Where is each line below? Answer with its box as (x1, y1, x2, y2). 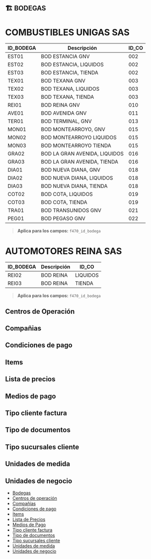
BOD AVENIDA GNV (41, 110, 87, 117)
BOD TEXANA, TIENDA (41, 94, 94, 101)
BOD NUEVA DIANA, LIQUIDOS (41, 175, 113, 182)
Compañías (12, 500, 36, 506)
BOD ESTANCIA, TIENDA (41, 69, 98, 76)
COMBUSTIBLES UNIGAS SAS (5, 26, 130, 38)
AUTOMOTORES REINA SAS (5, 245, 122, 257)
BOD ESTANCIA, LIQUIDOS (41, 61, 104, 68)
